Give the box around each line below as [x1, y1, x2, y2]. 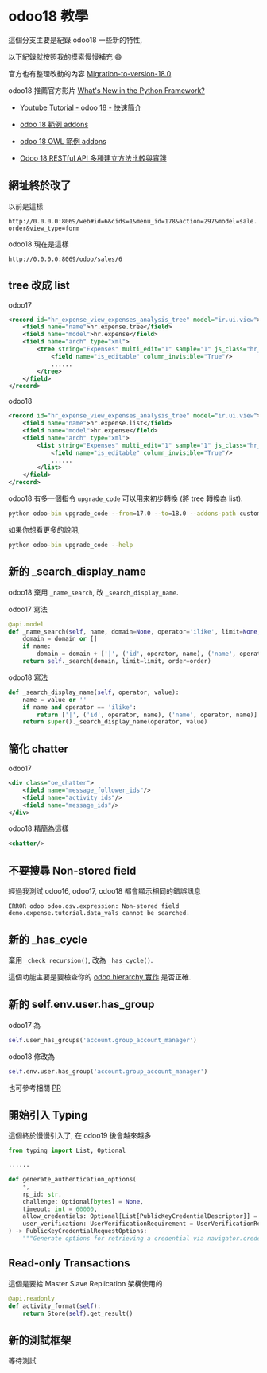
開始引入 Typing [8, 1108, 88, 1122]
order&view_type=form [8, 224, 80, 232]
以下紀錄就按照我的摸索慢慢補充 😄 [8, 52, 122, 61]
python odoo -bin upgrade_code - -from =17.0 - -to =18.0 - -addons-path [8, 510, 237, 518]
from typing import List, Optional [8, 1146, 126, 1155]
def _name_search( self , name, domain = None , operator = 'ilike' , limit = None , [8, 627, 261, 636]
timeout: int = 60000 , [22, 1205, 98, 1213]
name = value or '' [22, 696, 87, 704]
